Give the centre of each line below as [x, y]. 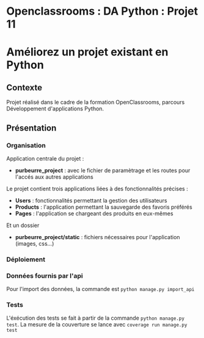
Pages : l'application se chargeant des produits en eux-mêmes [94, 213]
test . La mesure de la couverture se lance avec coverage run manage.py [97, 325]
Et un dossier [23, 225]
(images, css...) [35, 243]
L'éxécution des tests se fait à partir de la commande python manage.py [96, 318]
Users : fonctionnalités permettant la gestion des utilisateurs [91, 200]
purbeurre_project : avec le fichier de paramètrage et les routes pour [103, 170]
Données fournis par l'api [45, 276]
